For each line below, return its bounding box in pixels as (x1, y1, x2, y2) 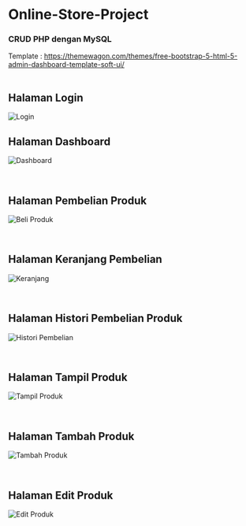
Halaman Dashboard (8, 135, 111, 148)
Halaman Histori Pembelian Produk (8, 312, 183, 325)
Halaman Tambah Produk (8, 429, 135, 443)
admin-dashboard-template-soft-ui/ (8, 60, 125, 69)
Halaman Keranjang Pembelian (8, 253, 163, 266)
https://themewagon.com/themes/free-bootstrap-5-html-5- (43, 51, 238, 61)
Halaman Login (8, 91, 84, 104)
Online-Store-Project (8, 6, 149, 24)
